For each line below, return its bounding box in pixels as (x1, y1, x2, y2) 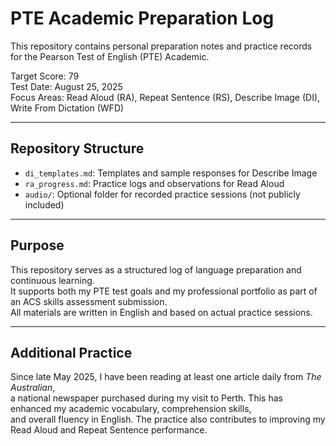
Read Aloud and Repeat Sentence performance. (10, 424, 208, 436)
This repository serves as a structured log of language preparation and (10, 263, 302, 276)
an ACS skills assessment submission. (10, 295, 168, 307)
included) (24, 198, 65, 211)
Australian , (10, 382, 56, 394)
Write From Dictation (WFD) (10, 102, 125, 114)
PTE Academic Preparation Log (10, 7, 275, 30)
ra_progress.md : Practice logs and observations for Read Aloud (24, 177, 285, 189)
